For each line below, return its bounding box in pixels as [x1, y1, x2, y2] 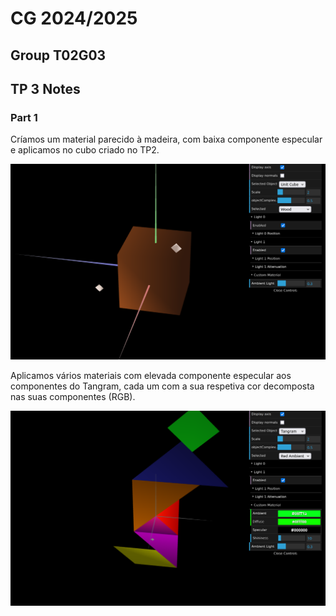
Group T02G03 [10, 47, 107, 64]
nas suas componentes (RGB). [10, 390, 136, 402]
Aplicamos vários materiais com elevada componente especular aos [10, 369, 292, 381]
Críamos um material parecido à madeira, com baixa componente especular [10, 133, 323, 146]
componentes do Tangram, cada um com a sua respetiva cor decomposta [10, 380, 315, 392]
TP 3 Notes [10, 80, 81, 97]
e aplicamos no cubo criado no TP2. [10, 144, 160, 156]
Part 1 [10, 110, 38, 124]
